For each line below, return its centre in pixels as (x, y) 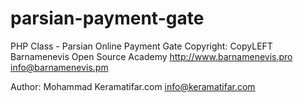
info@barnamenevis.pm (59, 67)
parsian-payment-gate (107, 18)
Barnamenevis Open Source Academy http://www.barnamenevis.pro (151, 56)
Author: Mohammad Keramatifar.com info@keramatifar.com (133, 86)
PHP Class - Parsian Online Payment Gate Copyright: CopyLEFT (141, 46)
